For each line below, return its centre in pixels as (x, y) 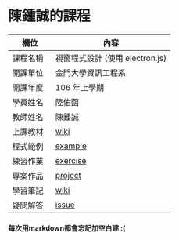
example (71, 146)
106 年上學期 (80, 87)
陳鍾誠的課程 (50, 16)
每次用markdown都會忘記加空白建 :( (67, 227)
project (68, 175)
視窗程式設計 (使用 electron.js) (111, 58)
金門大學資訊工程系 (91, 73)
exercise (71, 160)
